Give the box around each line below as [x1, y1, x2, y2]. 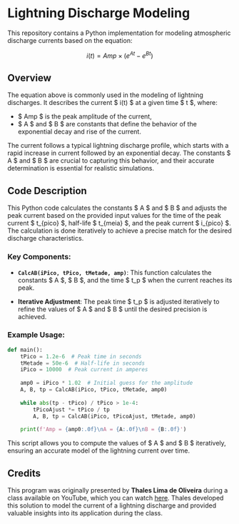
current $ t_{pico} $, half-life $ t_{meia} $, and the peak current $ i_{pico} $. [7, 219, 231, 228]
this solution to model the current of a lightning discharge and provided [7, 501, 216, 510]
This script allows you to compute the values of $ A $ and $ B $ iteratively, [7, 439, 226, 448]
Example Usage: [7, 330, 66, 340]
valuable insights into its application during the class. [7, 509, 163, 517]
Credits [7, 467, 41, 479]
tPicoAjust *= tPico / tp [33, 405, 111, 413]
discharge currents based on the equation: [7, 36, 133, 44]
